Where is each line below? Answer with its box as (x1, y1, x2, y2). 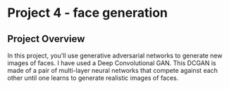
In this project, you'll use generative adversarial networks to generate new (7, 51, 223, 60)
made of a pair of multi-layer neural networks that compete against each (7, 67, 218, 74)
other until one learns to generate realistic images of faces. (7, 74, 179, 82)
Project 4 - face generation (7, 5, 168, 21)
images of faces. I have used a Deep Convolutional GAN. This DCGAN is (7, 59, 216, 67)
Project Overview (7, 33, 85, 45)
